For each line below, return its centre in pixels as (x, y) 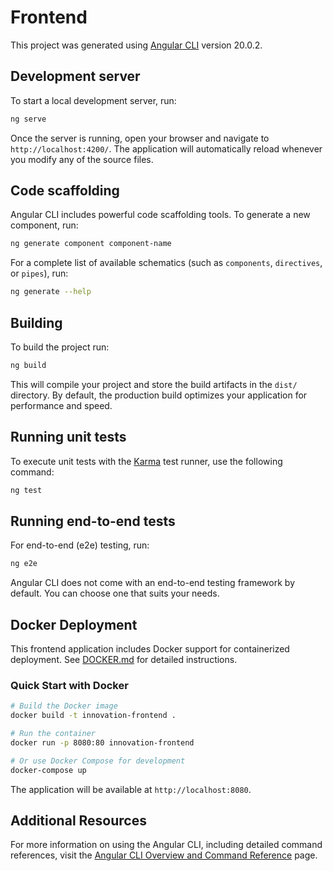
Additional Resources (78, 820)
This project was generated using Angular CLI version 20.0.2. (136, 45)
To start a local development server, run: (93, 100)
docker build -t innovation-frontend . (93, 716)
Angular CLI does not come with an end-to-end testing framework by (152, 583)
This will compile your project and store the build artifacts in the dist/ (154, 384)
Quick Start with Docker (69, 685)
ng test (26, 490)
